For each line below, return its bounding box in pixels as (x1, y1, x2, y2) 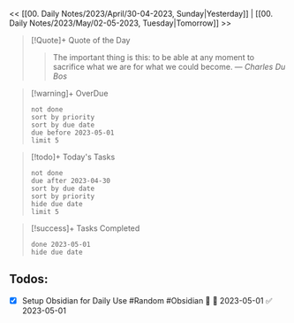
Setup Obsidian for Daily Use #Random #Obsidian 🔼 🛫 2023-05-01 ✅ (21, 295, 273, 305)
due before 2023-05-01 (30, 128, 115, 137)
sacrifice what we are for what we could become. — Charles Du (52, 62, 286, 72)
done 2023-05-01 (30, 240, 91, 249)
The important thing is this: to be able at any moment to (52, 52, 254, 62)
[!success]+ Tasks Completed (30, 223, 140, 234)
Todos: (9, 272, 49, 287)
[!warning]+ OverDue (30, 88, 109, 98)
